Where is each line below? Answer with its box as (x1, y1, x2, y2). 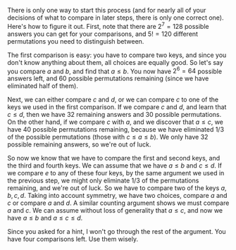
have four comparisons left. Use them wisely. (7, 235, 139, 244)
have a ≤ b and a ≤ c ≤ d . (7, 214, 83, 223)
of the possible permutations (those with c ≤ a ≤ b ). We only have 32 (7, 133, 209, 142)
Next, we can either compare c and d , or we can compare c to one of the (7, 95, 219, 104)
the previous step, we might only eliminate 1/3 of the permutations (7, 176, 199, 185)
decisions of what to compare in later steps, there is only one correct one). (7, 13, 224, 22)
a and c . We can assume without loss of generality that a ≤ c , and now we (7, 206, 223, 215)
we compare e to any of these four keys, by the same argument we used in (7, 169, 225, 177)
